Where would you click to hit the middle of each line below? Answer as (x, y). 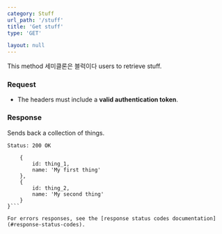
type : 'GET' (24, 33)
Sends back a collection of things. (56, 133)
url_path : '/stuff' (35, 20)
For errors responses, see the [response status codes (88, 218)
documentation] (194, 218)
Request (22, 85)
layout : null (26, 46)
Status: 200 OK (29, 145)
